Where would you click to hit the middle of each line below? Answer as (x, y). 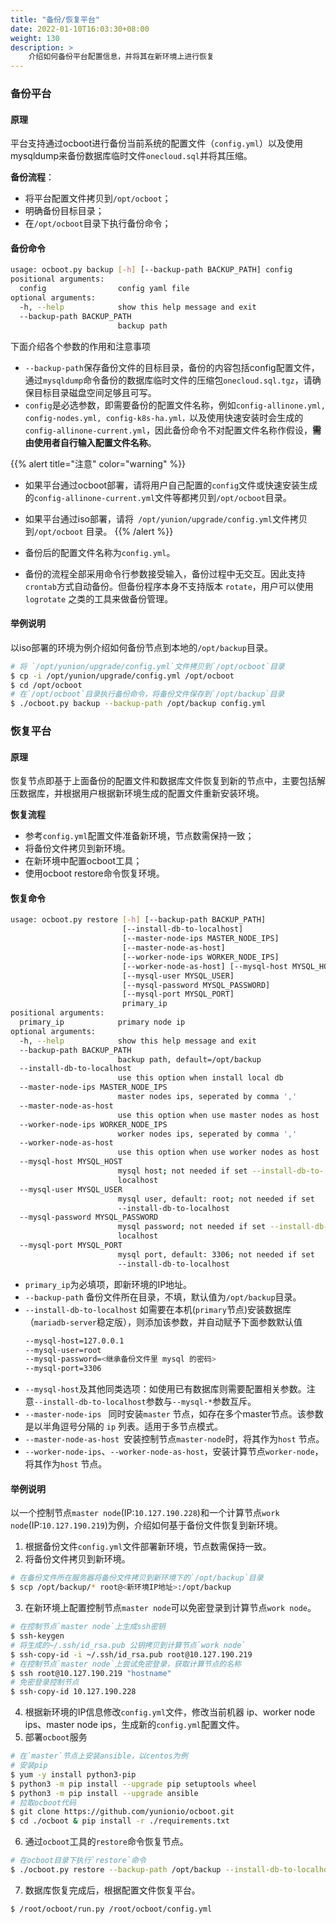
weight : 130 (35, 38)
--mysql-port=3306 (63, 1369)
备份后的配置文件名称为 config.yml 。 (100, 552)
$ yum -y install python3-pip (73, 1774)
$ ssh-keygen (37, 1636)
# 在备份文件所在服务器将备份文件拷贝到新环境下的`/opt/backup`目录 (137, 1578)
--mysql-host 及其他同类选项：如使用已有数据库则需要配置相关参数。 (165, 1389)
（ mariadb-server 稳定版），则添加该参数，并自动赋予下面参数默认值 (163, 1322)
